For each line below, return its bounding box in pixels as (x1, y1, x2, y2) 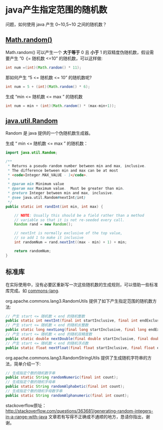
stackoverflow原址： (5, 402, 46, 408)
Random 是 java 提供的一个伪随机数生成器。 (5, 130, 93, 136)
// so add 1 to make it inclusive (14, 235, 84, 241)
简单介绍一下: (14, 361, 41, 367)
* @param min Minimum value (7, 182, 64, 187)
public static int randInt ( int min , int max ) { (5, 204, 104, 209)
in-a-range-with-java (5, 413, 47, 419)
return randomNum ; (14, 248, 51, 253)
